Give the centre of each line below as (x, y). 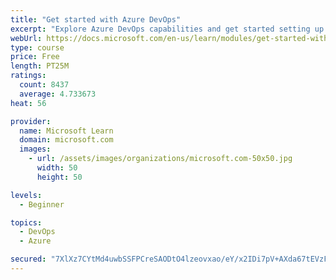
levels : (26, 195)
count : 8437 (44, 85)
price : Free (35, 57)
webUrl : (26, 38)
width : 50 (57, 168)
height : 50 (59, 177)
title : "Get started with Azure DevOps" (96, 19)
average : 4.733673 (58, 94)
